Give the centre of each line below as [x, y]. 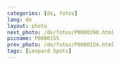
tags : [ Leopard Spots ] [39, 51]
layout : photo [27, 26]
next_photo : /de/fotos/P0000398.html [61, 32]
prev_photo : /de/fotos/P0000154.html [61, 45]
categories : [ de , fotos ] [42, 13]
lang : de [19, 20]
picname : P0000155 [33, 39]
